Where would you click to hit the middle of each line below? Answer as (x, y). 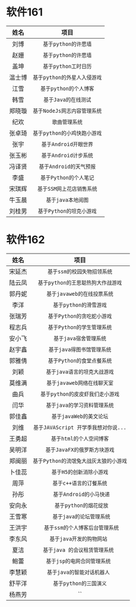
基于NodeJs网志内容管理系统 (67, 111)
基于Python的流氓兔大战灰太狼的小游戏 (80, 461)
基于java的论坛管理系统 (82, 516)
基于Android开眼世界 (67, 144)
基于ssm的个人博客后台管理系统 (81, 527)
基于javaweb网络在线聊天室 (80, 383)
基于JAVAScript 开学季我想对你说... (80, 427)
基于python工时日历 (67, 66)
